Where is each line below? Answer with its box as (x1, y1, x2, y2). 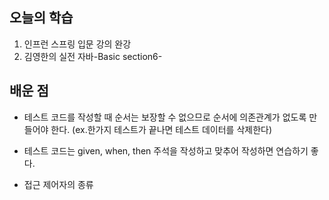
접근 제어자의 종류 (23, 178, 94, 190)
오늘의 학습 (9, 9, 74, 27)
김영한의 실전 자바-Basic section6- (23, 50, 163, 62)
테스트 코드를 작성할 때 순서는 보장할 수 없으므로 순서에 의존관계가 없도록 (23, 111, 307, 123)
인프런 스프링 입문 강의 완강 (23, 38, 132, 50)
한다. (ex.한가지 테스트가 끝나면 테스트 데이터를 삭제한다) (50, 123, 273, 135)
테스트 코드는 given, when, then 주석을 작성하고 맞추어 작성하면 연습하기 (23, 144, 309, 157)
